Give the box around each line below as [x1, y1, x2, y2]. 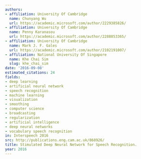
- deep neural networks [5, 124, 53, 129]
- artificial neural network [5, 83, 64, 89]
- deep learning [5, 79, 38, 84]
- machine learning [5, 93, 44, 97]
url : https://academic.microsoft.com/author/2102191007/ [9, 48, 127, 52]
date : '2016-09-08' [5, 66, 44, 71]
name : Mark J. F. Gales [9, 43, 57, 48]
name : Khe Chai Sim [9, 57, 49, 62]
